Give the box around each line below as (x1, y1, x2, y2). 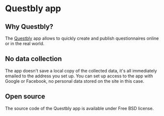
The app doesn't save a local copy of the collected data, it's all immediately (5, 68, 157, 73)
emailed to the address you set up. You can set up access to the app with (5, 73, 153, 79)
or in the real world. (5, 41, 45, 46)
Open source (5, 93, 46, 101)
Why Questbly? (5, 23, 54, 31)
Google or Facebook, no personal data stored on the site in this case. (5, 78, 144, 84)
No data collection (5, 55, 62, 63)
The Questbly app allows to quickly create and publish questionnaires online (5, 35, 159, 41)
